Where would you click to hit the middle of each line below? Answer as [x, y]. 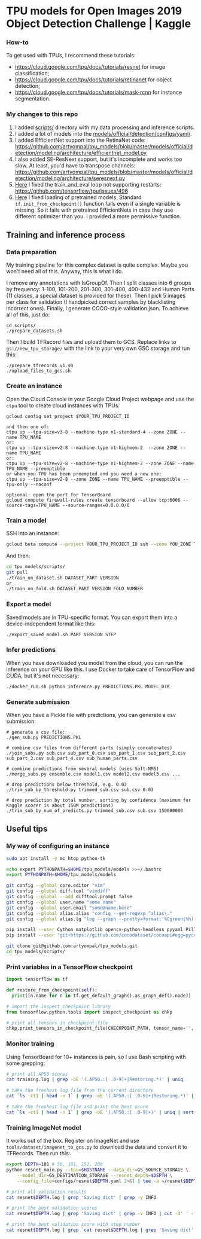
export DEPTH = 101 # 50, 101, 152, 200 [54, 1164]
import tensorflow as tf [37, 979]
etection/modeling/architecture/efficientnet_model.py [81, 152]
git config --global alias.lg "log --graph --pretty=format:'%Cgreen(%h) [100, 919]
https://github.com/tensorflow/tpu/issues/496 [71, 191]
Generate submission [38, 702]
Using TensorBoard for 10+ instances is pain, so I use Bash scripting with [96, 1057]
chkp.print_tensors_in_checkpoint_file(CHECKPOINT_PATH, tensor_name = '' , [100, 1029]
